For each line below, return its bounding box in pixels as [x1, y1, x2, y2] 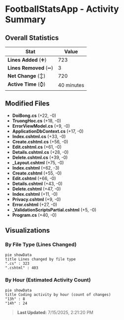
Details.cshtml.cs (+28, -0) [12, 149, 69, 155]
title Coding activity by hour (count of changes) [5, 292, 111, 297]
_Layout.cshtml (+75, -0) [12, 159, 64, 166]
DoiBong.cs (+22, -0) [12, 112, 57, 118]
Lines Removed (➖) [7, 65, 53, 71]
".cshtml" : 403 [5, 265, 38, 270]
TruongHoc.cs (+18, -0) [12, 117, 62, 124]
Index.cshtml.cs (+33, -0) [12, 133, 66, 139]
